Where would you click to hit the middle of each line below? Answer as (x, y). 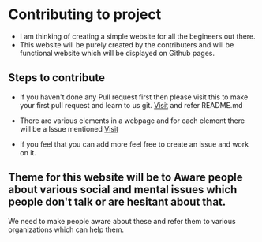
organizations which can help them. (66, 229)
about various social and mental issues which (123, 190)
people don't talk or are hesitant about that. (117, 202)
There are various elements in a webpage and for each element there (132, 121)
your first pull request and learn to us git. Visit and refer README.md (131, 105)
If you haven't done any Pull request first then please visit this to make (134, 97)
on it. (28, 152)
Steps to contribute (56, 78)
